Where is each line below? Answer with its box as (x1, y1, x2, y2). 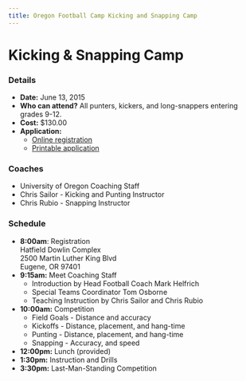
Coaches (8, 163, 44, 175)
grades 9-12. (19, 109, 62, 120)
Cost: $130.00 (19, 118, 68, 128)
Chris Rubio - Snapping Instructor (19, 198, 131, 208)
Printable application (31, 143, 100, 153)
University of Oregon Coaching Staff (19, 181, 140, 191)
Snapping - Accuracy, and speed (31, 338, 140, 348)
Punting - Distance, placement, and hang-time (31, 329, 184, 339)
